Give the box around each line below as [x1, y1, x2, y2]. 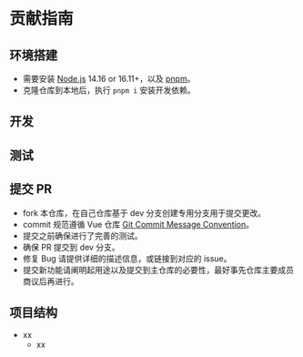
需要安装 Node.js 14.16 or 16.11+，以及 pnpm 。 [22, 74, 196, 84]
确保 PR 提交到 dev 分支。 [22, 241, 120, 252]
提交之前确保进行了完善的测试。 [22, 229, 143, 241]
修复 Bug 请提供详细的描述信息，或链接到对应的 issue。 [22, 252, 232, 264]
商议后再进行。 [22, 275, 79, 287]
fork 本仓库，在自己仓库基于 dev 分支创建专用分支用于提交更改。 [22, 207, 267, 219]
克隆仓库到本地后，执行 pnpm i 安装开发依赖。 [22, 85, 196, 96]
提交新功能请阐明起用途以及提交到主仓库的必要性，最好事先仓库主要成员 [22, 264, 294, 275]
